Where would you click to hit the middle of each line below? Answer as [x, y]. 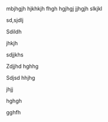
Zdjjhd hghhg [22, 66]
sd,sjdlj [15, 20]
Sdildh [14, 32]
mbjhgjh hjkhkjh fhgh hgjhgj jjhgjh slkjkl [54, 9]
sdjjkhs [15, 55]
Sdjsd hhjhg [21, 78]
